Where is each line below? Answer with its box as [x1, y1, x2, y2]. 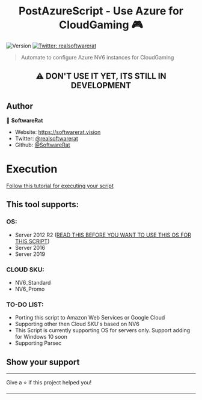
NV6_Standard [14, 279, 51, 286]
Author [6, 101, 33, 111]
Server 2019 [14, 250, 46, 258]
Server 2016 [14, 244, 46, 251]
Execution [6, 162, 58, 176]
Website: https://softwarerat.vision [14, 129, 101, 136]
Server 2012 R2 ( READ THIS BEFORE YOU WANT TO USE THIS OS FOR [14, 231, 191, 238]
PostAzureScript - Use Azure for [19, 4, 183, 18]
